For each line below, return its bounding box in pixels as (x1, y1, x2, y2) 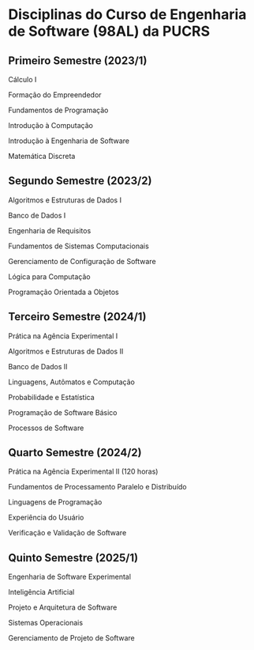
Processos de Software (8, 423, 84, 433)
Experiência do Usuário (8, 512, 84, 523)
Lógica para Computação (8, 271, 91, 282)
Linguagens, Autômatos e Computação (8, 377, 136, 387)
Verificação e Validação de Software (8, 528, 127, 538)
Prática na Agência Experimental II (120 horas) (8, 467, 159, 476)
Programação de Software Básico (8, 407, 118, 417)
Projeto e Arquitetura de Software (8, 603, 118, 612)
